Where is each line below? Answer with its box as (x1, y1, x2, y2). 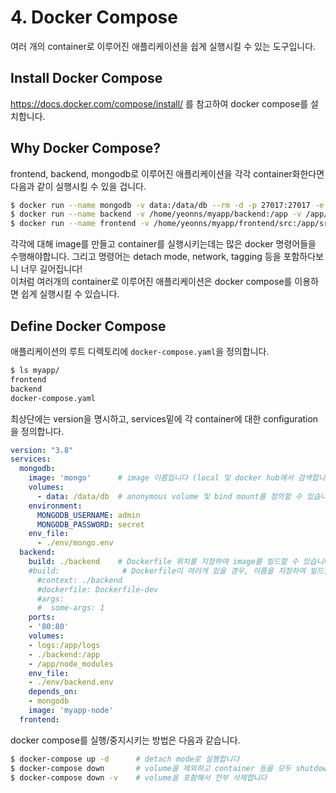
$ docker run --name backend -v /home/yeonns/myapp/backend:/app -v (10, 209, 302, 220)
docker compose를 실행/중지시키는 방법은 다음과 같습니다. (10, 734, 241, 746)
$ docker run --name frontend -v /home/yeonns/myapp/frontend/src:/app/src (10, 219, 333, 229)
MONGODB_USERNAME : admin (36, 510, 141, 520)
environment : (28, 501, 83, 511)
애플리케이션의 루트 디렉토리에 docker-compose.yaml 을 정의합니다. (10, 346, 270, 357)
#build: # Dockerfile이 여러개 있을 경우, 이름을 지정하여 (28, 566, 306, 576)
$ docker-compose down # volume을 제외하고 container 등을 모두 (10, 763, 292, 773)
